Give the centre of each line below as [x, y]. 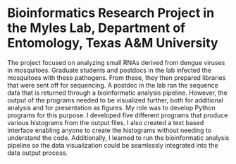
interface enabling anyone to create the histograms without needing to [110, 130]
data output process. [38, 153]
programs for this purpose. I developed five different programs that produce [118, 115]
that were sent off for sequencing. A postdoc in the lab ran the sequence [113, 85]
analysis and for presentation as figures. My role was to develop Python [112, 107]
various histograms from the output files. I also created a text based [106, 122]
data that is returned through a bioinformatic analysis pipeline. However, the [117, 93]
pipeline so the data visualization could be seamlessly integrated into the [113, 145]
